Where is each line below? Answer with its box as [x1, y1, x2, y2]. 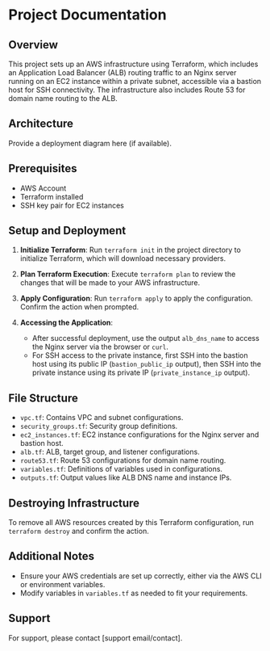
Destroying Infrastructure [8, 496, 139, 510]
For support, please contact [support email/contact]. [8, 632, 183, 643]
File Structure [8, 391, 78, 405]
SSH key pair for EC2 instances [19, 200, 125, 210]
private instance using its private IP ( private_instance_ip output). [31, 367, 251, 377]
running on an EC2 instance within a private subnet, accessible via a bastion [8, 77, 262, 86]
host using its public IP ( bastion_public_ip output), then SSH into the [31, 359, 262, 369]
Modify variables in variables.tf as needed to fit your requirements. [19, 588, 248, 598]
